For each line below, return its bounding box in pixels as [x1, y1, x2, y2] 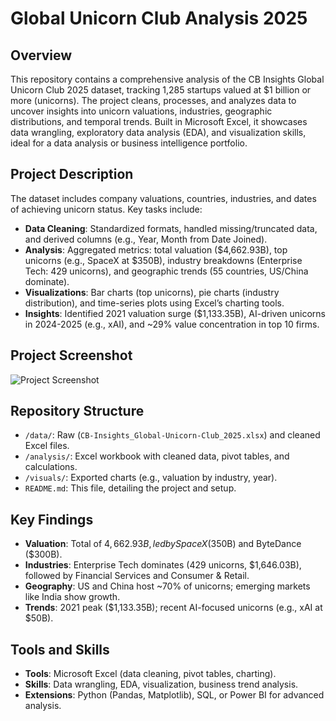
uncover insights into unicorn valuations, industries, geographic [10, 105, 273, 117]
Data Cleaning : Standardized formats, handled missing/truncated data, [24, 222, 318, 234]
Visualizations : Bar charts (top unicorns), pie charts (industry [24, 286, 280, 298]
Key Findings [10, 511, 94, 528]
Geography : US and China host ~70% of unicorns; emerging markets [24, 580, 311, 592]
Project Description [10, 166, 134, 183]
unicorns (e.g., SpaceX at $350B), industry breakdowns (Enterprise [24, 254, 303, 266]
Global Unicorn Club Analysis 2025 [10, 7, 308, 30]
